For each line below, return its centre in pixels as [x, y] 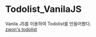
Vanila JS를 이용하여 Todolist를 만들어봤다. [48, 23]
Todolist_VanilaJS [43, 9]
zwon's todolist [21, 29]
